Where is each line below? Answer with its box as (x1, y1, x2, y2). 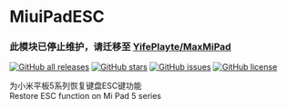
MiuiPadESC (9, 6, 105, 27)
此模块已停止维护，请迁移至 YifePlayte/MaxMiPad (9, 41, 231, 54)
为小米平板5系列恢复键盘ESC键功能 (9, 80, 142, 92)
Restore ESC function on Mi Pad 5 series (9, 91, 162, 102)
